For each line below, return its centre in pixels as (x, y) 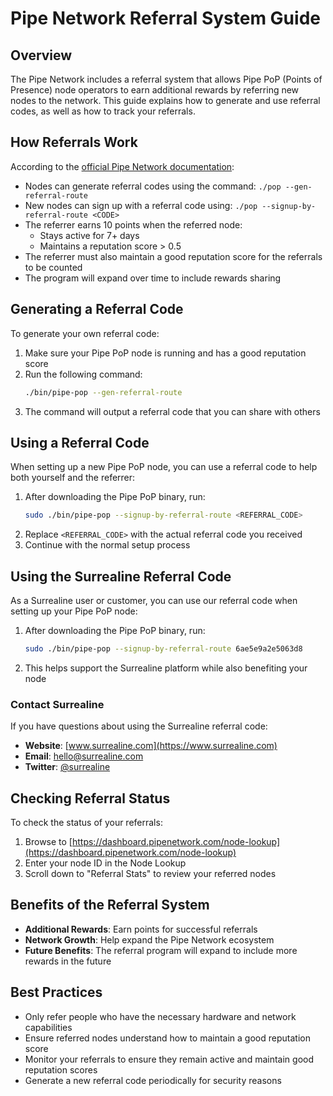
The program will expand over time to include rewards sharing (153, 278)
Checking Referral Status (90, 798)
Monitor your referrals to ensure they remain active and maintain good (169, 1059)
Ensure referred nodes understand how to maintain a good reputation (167, 1038)
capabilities (48, 1027)
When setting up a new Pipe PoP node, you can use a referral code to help (164, 467)
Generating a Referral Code (97, 309)
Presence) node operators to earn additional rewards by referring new (155, 90)
